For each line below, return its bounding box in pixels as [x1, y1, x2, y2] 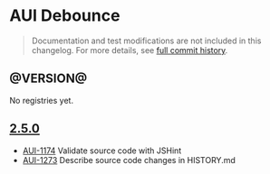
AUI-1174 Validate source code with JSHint [22, 145, 182, 156]
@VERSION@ [9, 71, 88, 87]
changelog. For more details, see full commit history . [31, 44, 228, 55]
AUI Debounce [9, 5, 121, 26]
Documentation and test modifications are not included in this [31, 35, 262, 46]
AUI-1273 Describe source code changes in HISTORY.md [22, 154, 236, 165]
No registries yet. [9, 95, 74, 105]
